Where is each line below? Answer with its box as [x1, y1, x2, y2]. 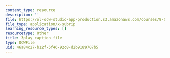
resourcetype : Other [5, 31, 49, 36]
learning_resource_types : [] [5, 26, 67, 31]
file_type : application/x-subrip [5, 21, 76, 27]
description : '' [5, 12, 39, 17]
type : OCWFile [5, 40, 35, 45]
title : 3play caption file [5, 36, 62, 41]
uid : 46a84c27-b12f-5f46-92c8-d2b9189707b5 [5, 45, 99, 50]
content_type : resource [5, 7, 56, 13]
